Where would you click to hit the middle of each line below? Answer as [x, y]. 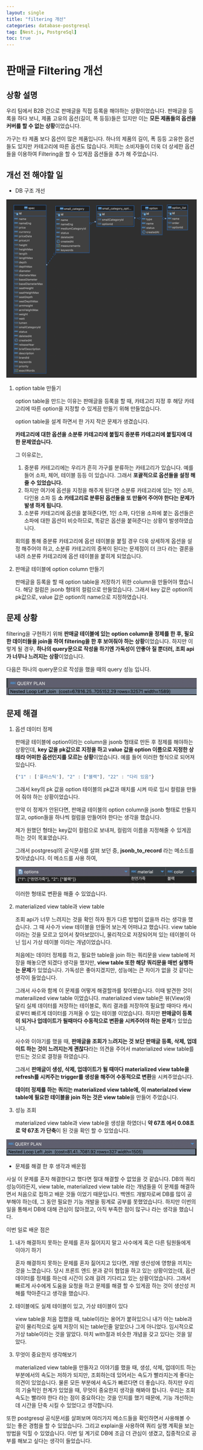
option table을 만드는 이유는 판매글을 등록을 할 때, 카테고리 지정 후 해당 [99, 401]
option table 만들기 [38, 388]
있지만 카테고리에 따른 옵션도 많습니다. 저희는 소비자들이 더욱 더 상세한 [100, 147]
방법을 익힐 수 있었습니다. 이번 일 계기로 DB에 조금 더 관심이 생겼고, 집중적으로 [98, 1433]
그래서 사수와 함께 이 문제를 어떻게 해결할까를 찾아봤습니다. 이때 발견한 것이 [104, 990]
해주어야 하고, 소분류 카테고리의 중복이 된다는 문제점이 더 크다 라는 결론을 [108, 549]
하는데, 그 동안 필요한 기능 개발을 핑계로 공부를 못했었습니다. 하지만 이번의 [109, 1201]
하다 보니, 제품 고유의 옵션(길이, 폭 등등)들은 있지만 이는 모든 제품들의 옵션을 [107, 119]
